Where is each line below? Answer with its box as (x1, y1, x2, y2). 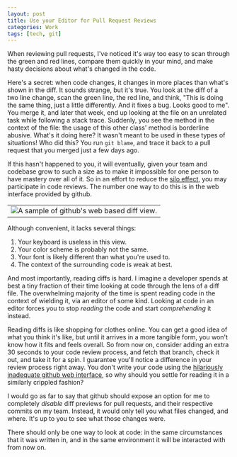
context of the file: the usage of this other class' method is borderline (7, 123, 209, 132)
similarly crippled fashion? (7, 378, 84, 387)
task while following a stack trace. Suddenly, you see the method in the (7, 116, 215, 125)
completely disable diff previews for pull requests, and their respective (7, 400, 214, 408)
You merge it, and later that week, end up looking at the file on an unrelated (7, 108, 227, 117)
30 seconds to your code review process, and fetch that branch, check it (7, 348, 219, 356)
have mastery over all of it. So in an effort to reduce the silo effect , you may (7, 175, 227, 184)
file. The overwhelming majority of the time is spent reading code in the (7, 289, 216, 298)
